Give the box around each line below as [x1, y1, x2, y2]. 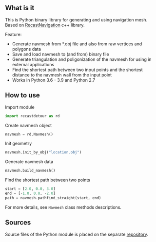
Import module [5, 104, 35, 110]
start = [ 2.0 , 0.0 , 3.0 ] [5, 186, 56, 191]
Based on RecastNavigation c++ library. [5, 22, 85, 28]
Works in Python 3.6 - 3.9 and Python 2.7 [12, 77, 96, 83]
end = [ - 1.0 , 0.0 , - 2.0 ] [5, 191, 56, 196]
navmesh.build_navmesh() [5, 168, 56, 173]
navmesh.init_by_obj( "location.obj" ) [5, 150, 82, 155]
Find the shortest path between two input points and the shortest [12, 67, 143, 73]
